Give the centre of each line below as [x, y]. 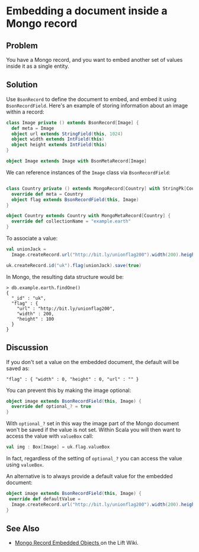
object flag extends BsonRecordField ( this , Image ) [75, 200]
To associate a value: [32, 239]
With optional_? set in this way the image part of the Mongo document [93, 424]
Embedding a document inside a [87, 11]
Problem [22, 46]
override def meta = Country [47, 194]
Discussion [27, 348]
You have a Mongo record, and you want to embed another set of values [94, 60]
